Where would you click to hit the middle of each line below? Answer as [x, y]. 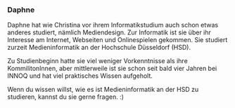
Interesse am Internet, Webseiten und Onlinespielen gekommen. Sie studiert [118, 40]
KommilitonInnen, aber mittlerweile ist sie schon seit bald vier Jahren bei [112, 69]
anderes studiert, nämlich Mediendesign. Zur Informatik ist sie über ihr [109, 32]
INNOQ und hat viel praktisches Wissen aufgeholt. [80, 76]
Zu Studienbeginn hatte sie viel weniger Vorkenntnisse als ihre [97, 61]
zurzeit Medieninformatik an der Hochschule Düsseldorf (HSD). [99, 48]
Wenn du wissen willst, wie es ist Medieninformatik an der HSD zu [103, 90]
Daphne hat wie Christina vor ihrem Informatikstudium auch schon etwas [113, 25]
